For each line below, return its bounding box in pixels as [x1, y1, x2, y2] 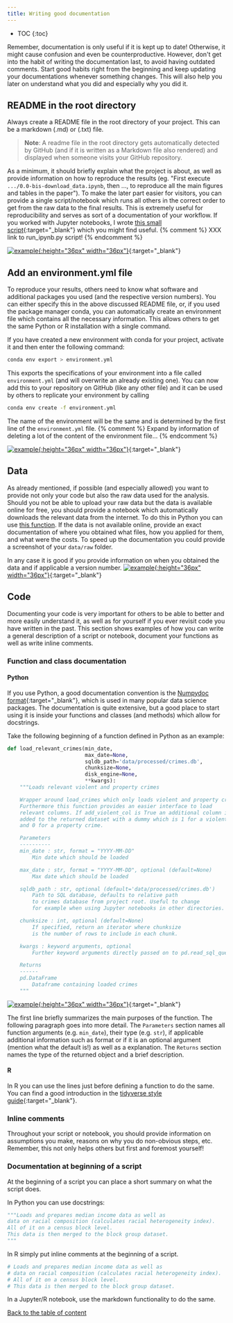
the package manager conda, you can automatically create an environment [7, 307, 222, 316]
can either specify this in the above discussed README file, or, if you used [7, 300, 221, 309]
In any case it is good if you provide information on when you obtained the [7, 556, 220, 564]
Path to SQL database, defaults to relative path [32, 892, 178, 899]
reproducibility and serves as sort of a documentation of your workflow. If [7, 211, 218, 219]
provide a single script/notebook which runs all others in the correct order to [7, 196, 225, 205]
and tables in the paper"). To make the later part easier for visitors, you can [7, 189, 222, 198]
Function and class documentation [7, 656, 127, 666]
